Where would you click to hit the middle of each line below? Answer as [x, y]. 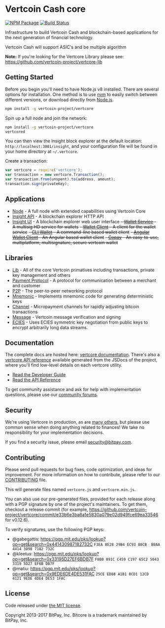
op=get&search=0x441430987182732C [52, 544]
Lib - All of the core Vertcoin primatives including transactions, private [83, 270]
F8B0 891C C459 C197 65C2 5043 [127, 559]
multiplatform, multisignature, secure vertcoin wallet [65, 242]
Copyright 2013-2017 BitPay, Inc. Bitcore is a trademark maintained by [76, 615]
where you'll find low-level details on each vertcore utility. [64, 365]
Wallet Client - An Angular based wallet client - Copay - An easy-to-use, [85, 237]
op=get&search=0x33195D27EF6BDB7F [53, 559]
